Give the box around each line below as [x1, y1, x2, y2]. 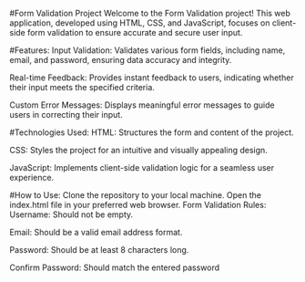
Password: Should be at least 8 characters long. [9, 245, 189, 255]
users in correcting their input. [9, 110, 123, 120]
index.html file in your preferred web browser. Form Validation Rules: [9, 200, 267, 210]
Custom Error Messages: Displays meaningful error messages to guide [9, 99, 275, 110]
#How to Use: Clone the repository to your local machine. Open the [9, 190, 262, 200]
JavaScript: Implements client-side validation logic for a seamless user [9, 162, 275, 172]
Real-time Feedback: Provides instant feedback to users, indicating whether [9, 72, 294, 83]
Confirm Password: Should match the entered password [9, 262, 220, 273]
